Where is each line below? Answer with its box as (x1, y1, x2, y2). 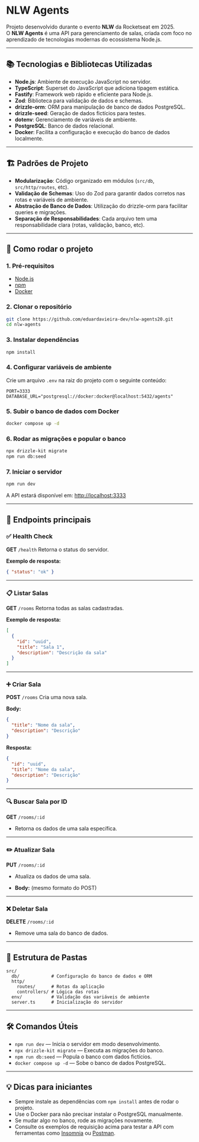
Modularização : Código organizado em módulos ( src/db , (14, 177, 155, 184)
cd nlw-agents (6, 322, 41, 328)
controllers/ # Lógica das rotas (17, 989, 99, 995)
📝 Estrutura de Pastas (6, 952, 88, 962)
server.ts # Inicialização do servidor (11, 1000, 123, 1005)
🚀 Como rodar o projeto (6, 244, 94, 254)
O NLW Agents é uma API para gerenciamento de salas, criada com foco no (6, 29, 192, 36)
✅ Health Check (6, 532, 53, 541)
